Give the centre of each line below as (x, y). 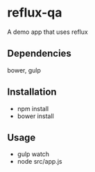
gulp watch (33, 154)
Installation (32, 92)
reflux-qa (35, 13)
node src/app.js (40, 162)
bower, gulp (24, 70)
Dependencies (39, 54)
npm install (33, 108)
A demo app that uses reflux (47, 32)
